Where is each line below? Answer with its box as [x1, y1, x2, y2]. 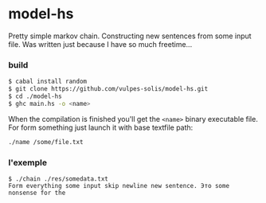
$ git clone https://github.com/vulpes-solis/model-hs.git [8, 85, 209, 93]
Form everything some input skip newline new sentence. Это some [8, 182, 229, 189]
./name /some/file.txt [8, 138, 84, 146]
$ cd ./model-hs [8, 92, 62, 100]
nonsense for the [8, 189, 66, 197]
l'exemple [8, 157, 48, 168]
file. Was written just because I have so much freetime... [8, 39, 193, 49]
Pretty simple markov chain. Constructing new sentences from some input [8, 31, 252, 41]
